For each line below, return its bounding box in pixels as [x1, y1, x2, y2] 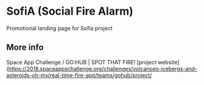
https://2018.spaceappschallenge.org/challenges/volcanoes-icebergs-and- [8, 65, 198, 72]
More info [6, 42, 44, 53]
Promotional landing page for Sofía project [6, 24, 113, 32]
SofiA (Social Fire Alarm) [6, 4, 134, 18]
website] [158, 58, 180, 65]
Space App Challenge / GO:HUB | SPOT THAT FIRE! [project [6, 58, 157, 65]
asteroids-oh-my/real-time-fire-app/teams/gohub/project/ [6, 72, 152, 79]
